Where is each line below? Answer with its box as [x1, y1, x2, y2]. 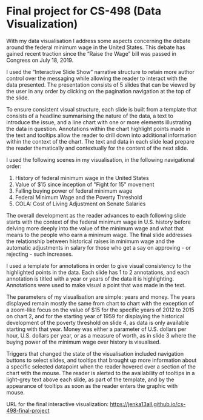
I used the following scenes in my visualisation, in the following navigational [6, 156, 195, 163]
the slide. [6, 94, 29, 101]
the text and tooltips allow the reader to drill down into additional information [6, 132, 197, 139]
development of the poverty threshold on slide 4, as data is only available [6, 319, 189, 326]
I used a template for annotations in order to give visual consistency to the [6, 262, 191, 269]
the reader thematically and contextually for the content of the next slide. [6, 144, 189, 152]
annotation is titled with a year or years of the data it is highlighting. [6, 275, 175, 282]
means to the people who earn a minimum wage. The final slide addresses [6, 231, 192, 238]
